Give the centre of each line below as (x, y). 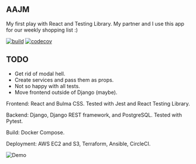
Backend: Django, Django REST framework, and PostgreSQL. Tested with (94, 115)
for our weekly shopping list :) (42, 30)
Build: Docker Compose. (35, 132)
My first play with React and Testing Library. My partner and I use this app (95, 23)
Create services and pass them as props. (64, 80)
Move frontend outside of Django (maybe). (66, 92)
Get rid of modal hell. (40, 74)
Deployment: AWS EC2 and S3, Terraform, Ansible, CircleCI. (78, 144)
